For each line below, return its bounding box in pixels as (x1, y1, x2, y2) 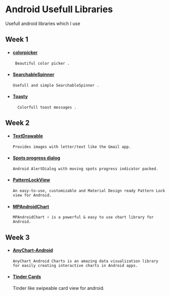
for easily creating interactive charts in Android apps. (12, 263, 138, 268)
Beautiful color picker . (15, 61, 70, 66)
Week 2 (5, 119, 30, 127)
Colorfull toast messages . (17, 104, 77, 110)
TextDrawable (12, 132, 43, 139)
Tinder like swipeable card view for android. (12, 285, 105, 291)
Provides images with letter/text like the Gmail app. (12, 144, 131, 149)
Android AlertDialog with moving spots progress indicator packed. (12, 166, 158, 171)
